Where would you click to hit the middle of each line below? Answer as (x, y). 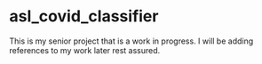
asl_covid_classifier (84, 16)
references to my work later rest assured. (85, 50)
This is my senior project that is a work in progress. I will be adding (131, 41)
